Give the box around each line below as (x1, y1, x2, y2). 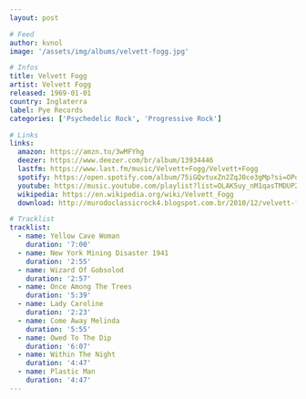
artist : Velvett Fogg (9, 80, 92, 89)
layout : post (9, 13, 59, 23)
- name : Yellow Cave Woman (17, 231, 120, 241)
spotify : (17, 172, 51, 182)
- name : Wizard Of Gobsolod (17, 265, 125, 274)
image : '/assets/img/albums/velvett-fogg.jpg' (9, 46, 189, 56)
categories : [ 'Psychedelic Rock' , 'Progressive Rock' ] (9, 114, 222, 123)
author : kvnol (9, 38, 64, 47)
